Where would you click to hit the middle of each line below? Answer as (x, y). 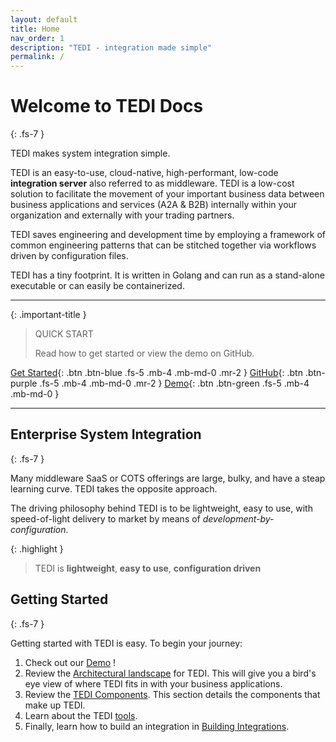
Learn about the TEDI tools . (81, 715)
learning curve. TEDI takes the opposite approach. (114, 488)
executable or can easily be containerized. (97, 286)
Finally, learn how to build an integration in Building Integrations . (157, 726)
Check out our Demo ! (70, 662)
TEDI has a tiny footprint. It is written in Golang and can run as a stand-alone (167, 275)
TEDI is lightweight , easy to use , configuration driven (148, 568)
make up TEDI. (55, 705)
